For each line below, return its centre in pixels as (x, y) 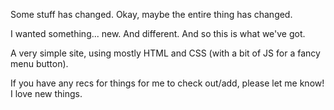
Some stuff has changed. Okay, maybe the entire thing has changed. (151, 14)
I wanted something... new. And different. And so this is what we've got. (158, 33)
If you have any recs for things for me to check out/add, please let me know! (167, 83)
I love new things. (46, 93)
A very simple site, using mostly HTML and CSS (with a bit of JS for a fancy (165, 53)
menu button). (39, 63)
